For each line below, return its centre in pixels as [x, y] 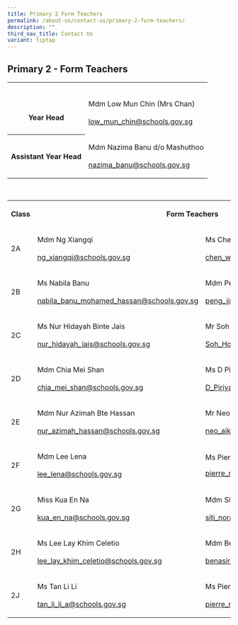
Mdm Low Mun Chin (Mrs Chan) [142, 103]
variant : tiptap [31, 40]
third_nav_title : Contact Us [50, 34]
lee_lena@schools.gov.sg [80, 474]
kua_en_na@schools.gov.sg [83, 517]
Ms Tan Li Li [57, 586]
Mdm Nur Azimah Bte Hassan [86, 413]
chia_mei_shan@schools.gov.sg [90, 387]
